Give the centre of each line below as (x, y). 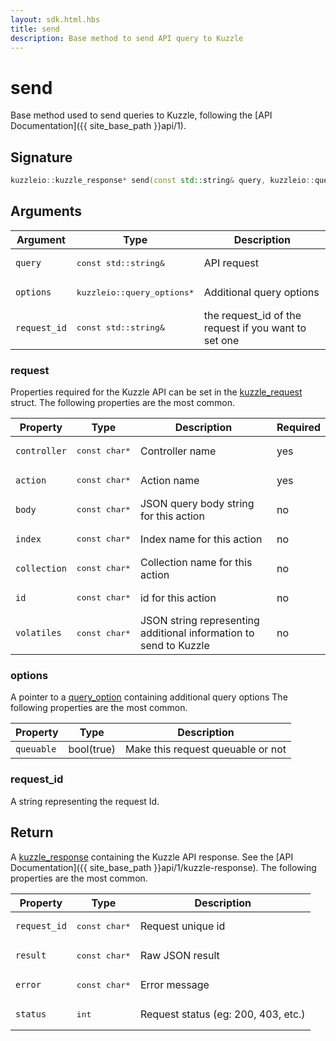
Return (32, 832)
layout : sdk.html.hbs (55, 19)
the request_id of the (252, 315)
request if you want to (255, 328)
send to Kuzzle (174, 646)
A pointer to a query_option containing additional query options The (149, 697)
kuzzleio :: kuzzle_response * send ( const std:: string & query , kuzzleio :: (162, 181)
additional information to (197, 633)
